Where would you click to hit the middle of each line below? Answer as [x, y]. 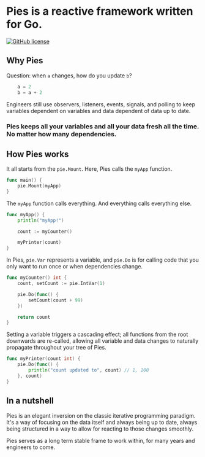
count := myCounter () [45, 232]
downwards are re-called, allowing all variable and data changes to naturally [102, 341]
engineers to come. [31, 447]
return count [34, 317]
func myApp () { [26, 214]
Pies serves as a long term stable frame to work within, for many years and [101, 440]
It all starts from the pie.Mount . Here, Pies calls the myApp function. [89, 169]
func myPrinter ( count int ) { [43, 359]
